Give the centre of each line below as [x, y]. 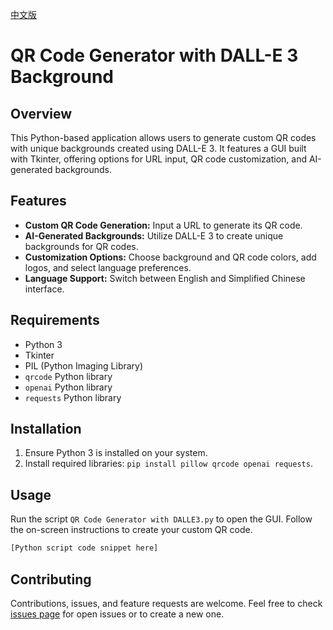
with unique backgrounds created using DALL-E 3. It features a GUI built [158, 148]
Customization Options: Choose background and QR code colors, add [170, 257]
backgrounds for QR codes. [81, 246]
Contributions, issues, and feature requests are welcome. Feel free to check [166, 603]
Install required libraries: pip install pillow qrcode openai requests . [168, 464]
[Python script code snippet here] [84, 548]
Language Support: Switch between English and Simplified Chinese [165, 278]
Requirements [55, 320]
